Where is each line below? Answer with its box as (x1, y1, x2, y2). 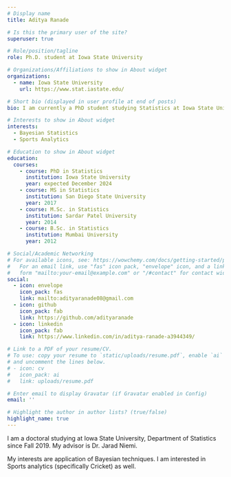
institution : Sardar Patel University (25, 212, 137, 219)
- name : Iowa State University (13, 79, 103, 86)
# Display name (7, 10, 51, 17)
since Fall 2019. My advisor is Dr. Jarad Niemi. (7, 441, 137, 450)
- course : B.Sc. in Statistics (19, 225, 109, 232)
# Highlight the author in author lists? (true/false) (7, 409, 168, 416)
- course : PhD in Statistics (19, 168, 103, 175)
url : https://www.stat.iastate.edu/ (19, 85, 125, 93)
